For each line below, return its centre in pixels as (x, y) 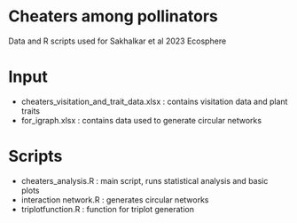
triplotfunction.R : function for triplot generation (107, 209)
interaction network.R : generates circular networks (115, 199)
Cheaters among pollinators (113, 16)
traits (31, 111)
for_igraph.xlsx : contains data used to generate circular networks (141, 120)
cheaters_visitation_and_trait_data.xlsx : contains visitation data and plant (154, 101)
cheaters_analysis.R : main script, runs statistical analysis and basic (145, 180)
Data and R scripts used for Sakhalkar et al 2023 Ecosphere (117, 41)
